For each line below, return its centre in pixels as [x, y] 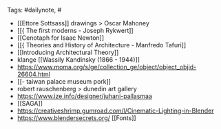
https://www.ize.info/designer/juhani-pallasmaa [85, 96]
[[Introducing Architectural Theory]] [68, 52]
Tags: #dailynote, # [34, 10]
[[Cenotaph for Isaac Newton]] [61, 38]
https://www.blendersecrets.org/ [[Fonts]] [76, 118]
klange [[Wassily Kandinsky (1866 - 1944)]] [78, 60]
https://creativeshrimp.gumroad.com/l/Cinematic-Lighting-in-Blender [115, 110]
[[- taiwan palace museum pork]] [64, 81]
